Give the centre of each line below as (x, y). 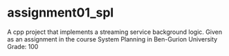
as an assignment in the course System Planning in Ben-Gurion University (112, 39)
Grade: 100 (23, 46)
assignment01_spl (61, 13)
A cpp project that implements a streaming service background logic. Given (115, 32)
